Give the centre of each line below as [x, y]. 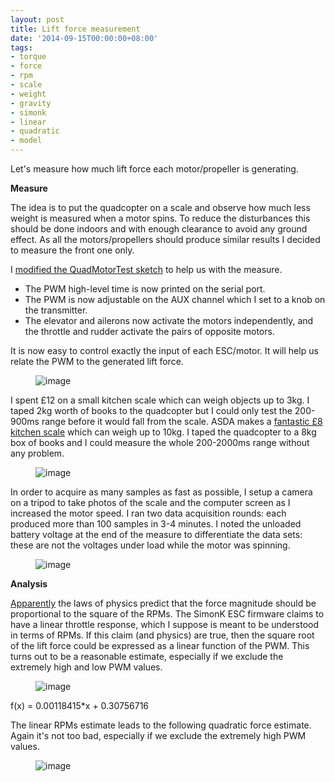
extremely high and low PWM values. [86, 667]
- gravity [31, 103]
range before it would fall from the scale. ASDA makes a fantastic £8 [182, 421]
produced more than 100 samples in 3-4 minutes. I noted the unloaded [156, 524]
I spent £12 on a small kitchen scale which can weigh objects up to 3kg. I [160, 400]
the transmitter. [56, 310]
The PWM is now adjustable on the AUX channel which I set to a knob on [175, 299]
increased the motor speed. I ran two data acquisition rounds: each [148, 513]
